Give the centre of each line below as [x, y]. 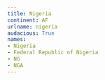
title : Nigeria [29, 14]
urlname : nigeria [33, 26]
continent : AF [28, 20]
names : [17, 40]
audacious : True [31, 33]
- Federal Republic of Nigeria [53, 53]
